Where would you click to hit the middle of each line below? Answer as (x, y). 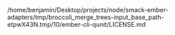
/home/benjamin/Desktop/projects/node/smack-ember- (88, 10)
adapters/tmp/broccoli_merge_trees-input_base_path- (86, 17)
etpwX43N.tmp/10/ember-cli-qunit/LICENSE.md (77, 24)
